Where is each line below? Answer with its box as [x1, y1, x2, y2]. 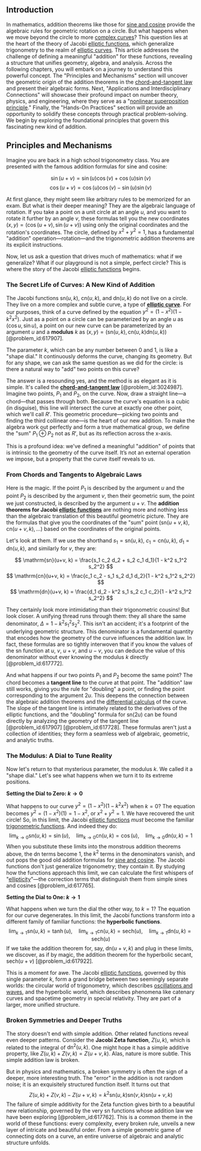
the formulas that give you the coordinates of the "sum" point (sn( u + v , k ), [6, 519, 190, 526]
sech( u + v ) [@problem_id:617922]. [6, 957, 94, 965]
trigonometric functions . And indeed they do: [6, 823, 118, 830]
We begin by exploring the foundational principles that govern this [6, 117, 170, 124]
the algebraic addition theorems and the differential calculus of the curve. [6, 698, 188, 705]
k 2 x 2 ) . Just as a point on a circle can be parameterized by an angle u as [6, 315, 184, 322]
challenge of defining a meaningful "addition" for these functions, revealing [6, 52, 193, 60]
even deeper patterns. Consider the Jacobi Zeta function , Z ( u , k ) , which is [6, 1036, 191, 1043]
